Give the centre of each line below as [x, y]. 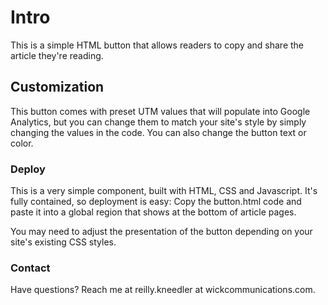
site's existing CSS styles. [63, 242]
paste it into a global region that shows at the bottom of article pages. [153, 212]
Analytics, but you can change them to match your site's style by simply [158, 122]
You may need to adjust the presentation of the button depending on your [161, 232]
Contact [30, 268]
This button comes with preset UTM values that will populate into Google [160, 111]
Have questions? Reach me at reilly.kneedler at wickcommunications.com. [163, 290]
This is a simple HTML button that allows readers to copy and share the [157, 45]
